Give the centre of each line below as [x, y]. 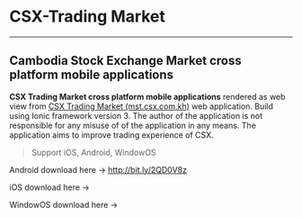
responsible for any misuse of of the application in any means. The [133, 125]
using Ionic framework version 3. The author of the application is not [136, 115]
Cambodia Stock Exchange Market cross [126, 61]
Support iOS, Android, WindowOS [93, 152]
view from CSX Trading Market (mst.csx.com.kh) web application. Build [142, 106]
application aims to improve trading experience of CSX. [111, 135]
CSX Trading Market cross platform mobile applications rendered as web [147, 96]
